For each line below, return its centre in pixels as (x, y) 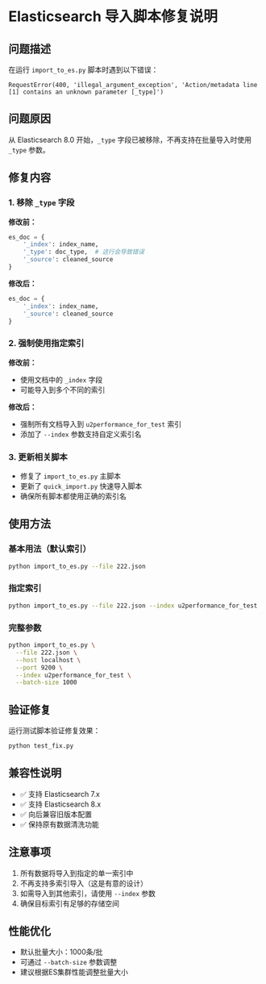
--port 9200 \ (39, 667)
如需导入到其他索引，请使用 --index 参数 (87, 893)
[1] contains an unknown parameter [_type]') (86, 92)
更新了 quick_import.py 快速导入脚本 (81, 486)
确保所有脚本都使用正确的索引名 (73, 496)
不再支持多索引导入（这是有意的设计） (83, 883)
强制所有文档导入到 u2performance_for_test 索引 (101, 423)
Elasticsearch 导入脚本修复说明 (113, 17)
